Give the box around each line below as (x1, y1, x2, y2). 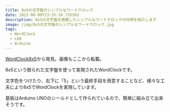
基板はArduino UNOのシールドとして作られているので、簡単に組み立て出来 (5, 95, 163, 101)
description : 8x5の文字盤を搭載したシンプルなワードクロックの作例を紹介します (5, 17, 157, 22)
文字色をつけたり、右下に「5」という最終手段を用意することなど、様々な (5, 78, 161, 84)
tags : (5, 27, 17, 32)
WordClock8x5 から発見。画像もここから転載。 (5, 55, 104, 62)
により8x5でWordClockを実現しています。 (9, 84, 99, 90)
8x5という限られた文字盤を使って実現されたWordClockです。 (5, 66, 135, 72)
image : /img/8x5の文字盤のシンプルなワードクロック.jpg (5, 22, 114, 27)
